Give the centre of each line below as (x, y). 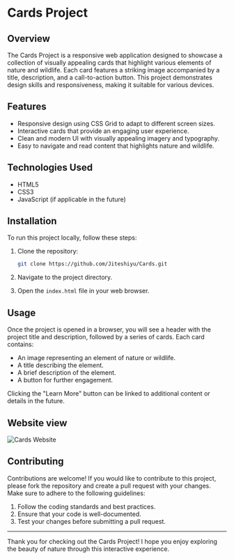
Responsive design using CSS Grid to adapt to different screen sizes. (116, 123)
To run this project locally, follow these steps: (72, 238)
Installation (32, 221)
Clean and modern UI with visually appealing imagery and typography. (118, 138)
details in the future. (36, 401)
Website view (37, 423)
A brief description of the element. (67, 373)
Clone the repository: (48, 251)
